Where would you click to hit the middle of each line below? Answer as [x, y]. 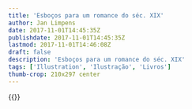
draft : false [30, 52]
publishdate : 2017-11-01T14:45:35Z [67, 38]
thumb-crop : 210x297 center [55, 74]
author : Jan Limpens [42, 23]
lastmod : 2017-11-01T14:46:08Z [60, 45]
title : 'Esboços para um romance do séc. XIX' [86, 15]
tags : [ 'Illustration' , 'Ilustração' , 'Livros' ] [90, 67]
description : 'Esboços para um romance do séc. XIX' [97, 60]
